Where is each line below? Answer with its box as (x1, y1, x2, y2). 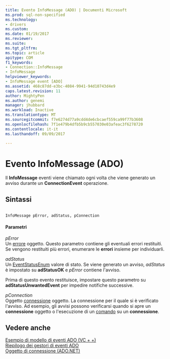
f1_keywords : (5, 60, 33, 65)
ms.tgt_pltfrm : (5, 46, 38, 51)
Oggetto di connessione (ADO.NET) (5, 348, 80, 354)
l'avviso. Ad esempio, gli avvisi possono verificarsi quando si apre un (5, 303, 151, 309)
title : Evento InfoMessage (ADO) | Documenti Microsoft (5, 7, 127, 13)
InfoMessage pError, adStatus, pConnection (5, 213, 100, 218)
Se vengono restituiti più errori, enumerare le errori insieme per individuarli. (5, 246, 165, 252)
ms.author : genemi (5, 98, 45, 103)
